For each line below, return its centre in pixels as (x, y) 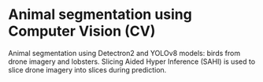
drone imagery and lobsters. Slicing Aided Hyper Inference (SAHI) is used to (132, 61)
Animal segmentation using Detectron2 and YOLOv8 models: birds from (124, 53)
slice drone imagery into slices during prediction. (87, 69)
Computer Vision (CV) (82, 31)
